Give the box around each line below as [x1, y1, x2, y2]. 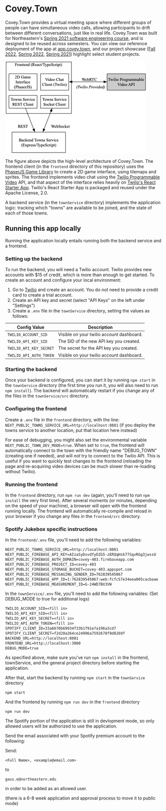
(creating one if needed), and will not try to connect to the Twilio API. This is [5, 452, 160, 458]
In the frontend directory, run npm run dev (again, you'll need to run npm [5, 492, 150, 498]
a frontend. [5, 243, 28, 249]
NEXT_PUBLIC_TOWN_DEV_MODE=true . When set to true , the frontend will [5, 442, 145, 448]
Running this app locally [5, 224, 81, 233]
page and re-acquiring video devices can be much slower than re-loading [5, 463, 156, 469]
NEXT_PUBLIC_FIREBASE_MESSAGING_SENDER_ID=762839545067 [5, 572, 123, 577]
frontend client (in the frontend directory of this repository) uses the [5, 163, 144, 169]
